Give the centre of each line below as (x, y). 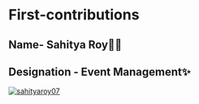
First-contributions (74, 15)
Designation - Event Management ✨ (99, 71)
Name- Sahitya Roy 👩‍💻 (65, 45)
